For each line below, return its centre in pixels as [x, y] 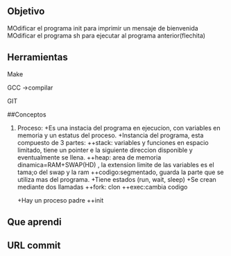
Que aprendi [34, 222]
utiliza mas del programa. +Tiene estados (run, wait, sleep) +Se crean [117, 179]
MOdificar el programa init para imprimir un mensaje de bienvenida [103, 28]
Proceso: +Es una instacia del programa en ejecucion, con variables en [119, 128]
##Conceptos [27, 114]
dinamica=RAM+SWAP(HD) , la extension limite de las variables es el [115, 164]
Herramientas [37, 57]
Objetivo [26, 11]
